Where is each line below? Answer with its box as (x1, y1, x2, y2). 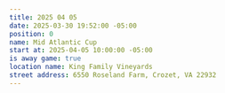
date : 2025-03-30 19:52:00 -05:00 (9, 21, 138, 30)
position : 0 (9, 29, 53, 38)
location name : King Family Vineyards (9, 63, 153, 72)
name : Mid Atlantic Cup (9, 37, 98, 47)
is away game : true (9, 54, 82, 63)
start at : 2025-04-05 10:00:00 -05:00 (9, 46, 153, 55)
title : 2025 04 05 (9, 12, 77, 22)
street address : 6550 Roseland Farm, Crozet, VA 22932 (9, 71, 217, 80)
